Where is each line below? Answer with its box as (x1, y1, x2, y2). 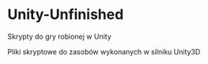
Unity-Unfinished (7, 6, 124, 24)
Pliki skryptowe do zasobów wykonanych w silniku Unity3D (7, 47, 201, 56)
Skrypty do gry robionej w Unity (7, 32, 112, 41)
